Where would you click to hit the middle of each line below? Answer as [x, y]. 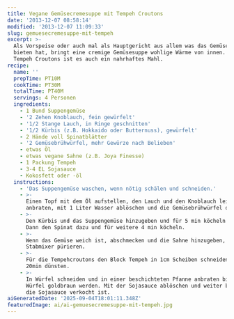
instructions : [34, 182]
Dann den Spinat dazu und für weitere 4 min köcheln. [106, 227]
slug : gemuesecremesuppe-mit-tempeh [60, 33]
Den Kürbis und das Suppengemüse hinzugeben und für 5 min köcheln [126, 221]
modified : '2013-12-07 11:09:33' [56, 26]
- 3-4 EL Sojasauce [48, 169]
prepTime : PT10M [37, 78]
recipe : [18, 65]
